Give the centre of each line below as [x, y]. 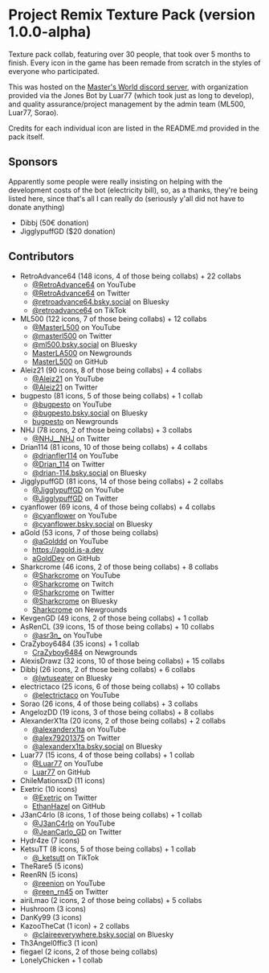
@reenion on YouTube [69, 883]
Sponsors [33, 162]
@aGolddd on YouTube [70, 541]
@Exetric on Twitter [65, 798]
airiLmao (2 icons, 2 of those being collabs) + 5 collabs [111, 900]
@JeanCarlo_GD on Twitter [77, 831]
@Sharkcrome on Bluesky [75, 600]
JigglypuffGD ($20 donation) [68, 231]
